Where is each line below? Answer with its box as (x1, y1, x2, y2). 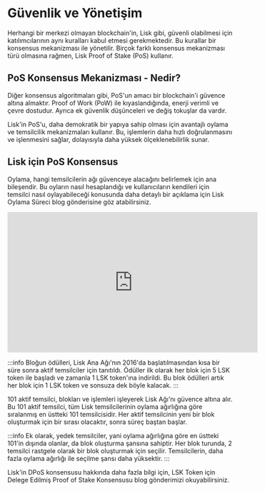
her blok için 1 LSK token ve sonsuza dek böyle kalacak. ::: (7, 380, 179, 390)
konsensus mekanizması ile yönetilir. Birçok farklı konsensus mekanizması (7, 44, 225, 52)
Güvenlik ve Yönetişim (7, 5, 143, 21)
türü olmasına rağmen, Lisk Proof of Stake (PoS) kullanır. (7, 51, 174, 60)
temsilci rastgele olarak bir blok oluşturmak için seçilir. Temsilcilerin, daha (7, 446, 224, 455)
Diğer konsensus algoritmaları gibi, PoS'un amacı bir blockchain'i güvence (7, 91, 226, 99)
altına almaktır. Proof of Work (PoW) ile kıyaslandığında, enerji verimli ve (7, 98, 219, 107)
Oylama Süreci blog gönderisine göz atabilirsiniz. (7, 198, 151, 206)
